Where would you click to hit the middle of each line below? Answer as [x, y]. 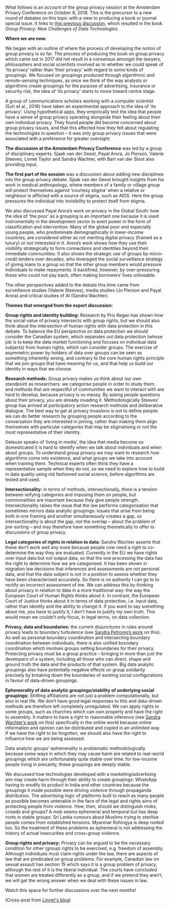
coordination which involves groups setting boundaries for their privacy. [80, 648]
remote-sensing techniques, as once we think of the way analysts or [76, 81]
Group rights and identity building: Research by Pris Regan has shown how [84, 315]
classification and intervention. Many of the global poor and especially [78, 227]
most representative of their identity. [43, 432]
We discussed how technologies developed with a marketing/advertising [81, 774]
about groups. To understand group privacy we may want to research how [82, 453]
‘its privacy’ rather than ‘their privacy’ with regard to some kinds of [74, 70]
